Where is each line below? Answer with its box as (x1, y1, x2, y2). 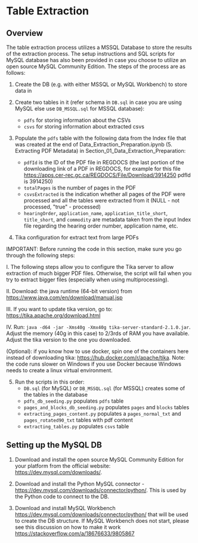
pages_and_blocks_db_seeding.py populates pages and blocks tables (23, 404, 190, 410)
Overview (6, 28, 44, 38)
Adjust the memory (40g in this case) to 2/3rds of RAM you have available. (6, 330, 190, 337)
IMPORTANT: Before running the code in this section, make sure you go (6, 246, 182, 252)
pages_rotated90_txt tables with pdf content (23, 416, 133, 424)
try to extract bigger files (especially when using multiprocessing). (6, 276, 169, 283)
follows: (6, 69, 26, 76)
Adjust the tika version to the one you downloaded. (6, 336, 131, 343)
